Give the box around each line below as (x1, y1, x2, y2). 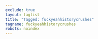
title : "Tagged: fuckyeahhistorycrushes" (5, 17, 94, 22)
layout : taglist (5, 12, 40, 17)
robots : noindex (5, 26, 40, 31)
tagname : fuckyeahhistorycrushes (5, 21, 76, 27)
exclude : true (5, 7, 36, 13)
